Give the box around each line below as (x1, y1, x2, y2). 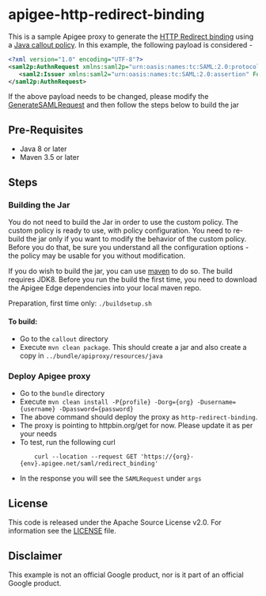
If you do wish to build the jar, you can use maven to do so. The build (8, 266, 234, 275)
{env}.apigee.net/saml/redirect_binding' (19, 460, 158, 468)
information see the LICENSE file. (8, 526, 117, 536)
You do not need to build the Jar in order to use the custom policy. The (8, 217, 239, 226)
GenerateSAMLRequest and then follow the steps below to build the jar (8, 101, 240, 110)
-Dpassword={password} (59, 405, 134, 413)
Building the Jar (8, 199, 70, 211)
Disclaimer (8, 549, 63, 563)
